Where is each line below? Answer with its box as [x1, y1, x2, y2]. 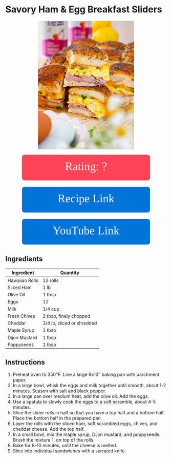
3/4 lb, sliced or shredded [42, 320, 97, 326]
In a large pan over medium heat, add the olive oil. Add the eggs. [12, 393, 149, 399]
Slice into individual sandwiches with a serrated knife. [12, 448, 126, 454]
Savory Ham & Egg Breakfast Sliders [5, 4, 162, 15]
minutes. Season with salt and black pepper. [12, 388, 106, 394]
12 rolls [42, 277, 59, 283]
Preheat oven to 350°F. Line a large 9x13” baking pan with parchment [12, 371, 160, 378]
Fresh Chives [7, 313, 35, 319]
